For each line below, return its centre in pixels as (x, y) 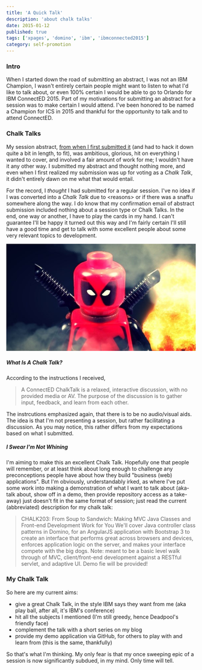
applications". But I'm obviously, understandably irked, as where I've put (96, 481)
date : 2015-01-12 (28, 25)
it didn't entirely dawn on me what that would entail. (70, 179)
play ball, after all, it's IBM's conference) (65, 610)
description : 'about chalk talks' (50, 19)
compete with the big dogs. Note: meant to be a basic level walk (100, 551)
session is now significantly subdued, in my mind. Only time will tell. (90, 660)
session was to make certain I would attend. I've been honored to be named (100, 105)
